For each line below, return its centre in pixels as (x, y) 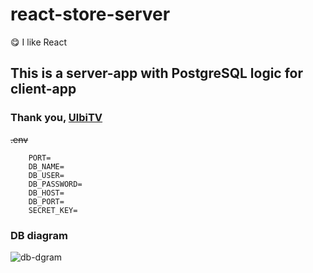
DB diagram (39, 235)
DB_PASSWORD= (55, 184)
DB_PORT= (46, 201)
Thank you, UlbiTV (56, 118)
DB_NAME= (46, 166)
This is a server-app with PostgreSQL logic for (157, 73)
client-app (43, 89)
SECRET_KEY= (53, 210)
